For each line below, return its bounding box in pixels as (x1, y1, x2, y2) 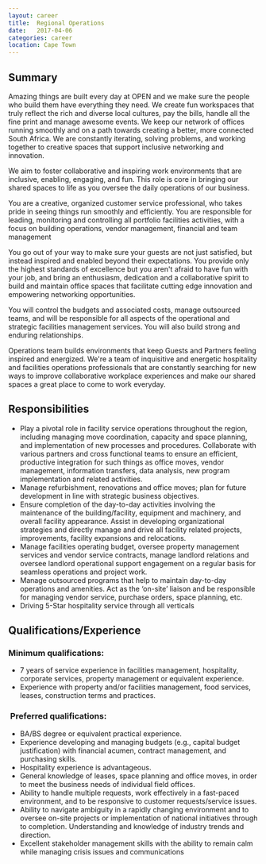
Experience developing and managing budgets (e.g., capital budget (19, 737, 241, 746)
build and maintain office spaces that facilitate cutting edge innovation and (8, 281, 253, 291)
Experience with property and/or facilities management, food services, (19, 682, 252, 692)
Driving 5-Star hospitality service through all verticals (19, 600, 195, 610)
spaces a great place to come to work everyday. (8, 379, 166, 389)
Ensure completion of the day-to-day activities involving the (19, 499, 216, 509)
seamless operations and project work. (19, 567, 148, 577)
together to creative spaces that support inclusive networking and (8, 142, 225, 152)
